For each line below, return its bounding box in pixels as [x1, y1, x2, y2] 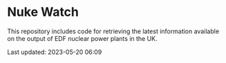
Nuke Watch [7, 4, 79, 20]
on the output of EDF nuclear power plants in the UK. [7, 34, 158, 42]
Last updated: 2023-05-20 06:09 [7, 48, 102, 56]
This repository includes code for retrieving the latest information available [7, 27, 220, 35]
